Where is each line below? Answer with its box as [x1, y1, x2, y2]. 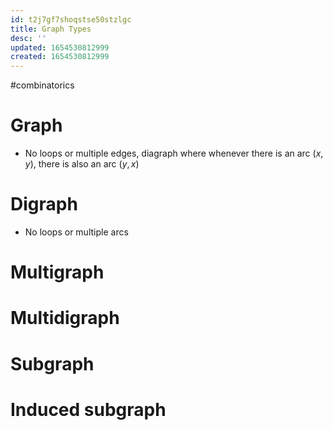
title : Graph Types [10, 24, 92, 34]
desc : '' [10, 33, 47, 43]
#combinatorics [10, 79, 75, 91]
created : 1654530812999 [10, 52, 110, 62]
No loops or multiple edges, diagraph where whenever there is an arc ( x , [24, 147, 324, 160]
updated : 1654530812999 [10, 42, 110, 53]
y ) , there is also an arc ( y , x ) [24, 158, 140, 170]
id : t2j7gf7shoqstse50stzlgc [10, 14, 132, 25]
